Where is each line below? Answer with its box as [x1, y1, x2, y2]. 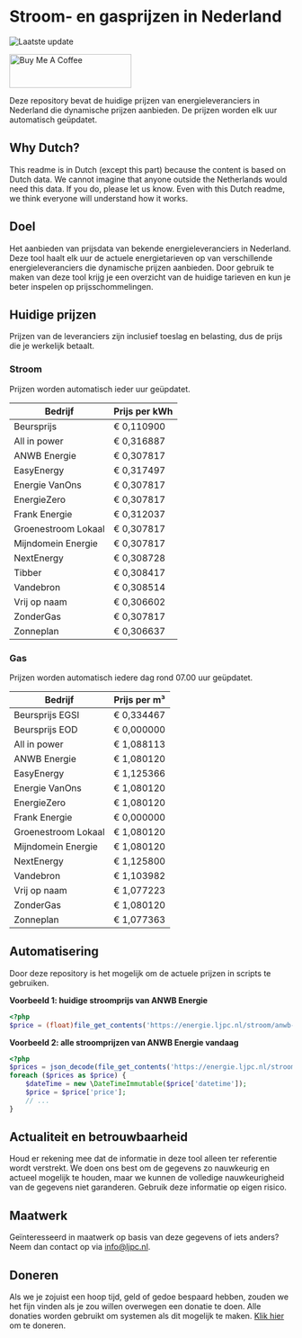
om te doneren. [9, 1320, 67, 1331]
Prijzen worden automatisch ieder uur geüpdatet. [9, 383, 191, 394]
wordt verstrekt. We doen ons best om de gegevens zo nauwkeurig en [9, 1163, 270, 1173]
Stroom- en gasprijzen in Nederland [9, 6, 282, 27]
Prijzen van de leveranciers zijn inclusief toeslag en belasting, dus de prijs [9, 331, 283, 342]
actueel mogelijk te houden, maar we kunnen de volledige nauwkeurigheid [9, 1172, 285, 1183]
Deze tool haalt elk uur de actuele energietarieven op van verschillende [9, 252, 273, 263]
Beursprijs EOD [13, 723, 78, 735]
